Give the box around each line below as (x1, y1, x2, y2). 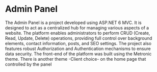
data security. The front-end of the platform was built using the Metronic (5, 50, 152, 57)
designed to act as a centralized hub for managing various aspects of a (5, 24, 149, 30)
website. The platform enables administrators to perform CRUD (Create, (5, 30, 151, 36)
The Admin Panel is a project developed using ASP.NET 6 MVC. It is (5, 20, 142, 25)
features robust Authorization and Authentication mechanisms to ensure (5, 46, 151, 51)
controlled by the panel (5, 61, 52, 67)
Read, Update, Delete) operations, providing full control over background (5, 35, 153, 41)
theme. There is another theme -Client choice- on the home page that (5, 56, 146, 62)
